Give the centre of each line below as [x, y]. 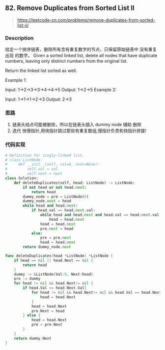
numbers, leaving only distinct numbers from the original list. [66, 61]
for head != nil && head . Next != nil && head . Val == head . [92, 293]
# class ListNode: [24, 160]
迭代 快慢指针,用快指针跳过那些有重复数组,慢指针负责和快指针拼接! [79, 131]
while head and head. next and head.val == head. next [95, 215]
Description [19, 38]
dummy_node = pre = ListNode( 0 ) [56, 197]
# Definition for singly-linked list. [45, 155]
